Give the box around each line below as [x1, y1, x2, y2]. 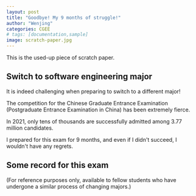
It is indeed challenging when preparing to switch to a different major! [6, 88, 181, 95]
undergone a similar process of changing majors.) [6, 183, 131, 190]
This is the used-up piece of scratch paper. [6, 54, 114, 61]
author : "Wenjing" [6, 20, 53, 26]
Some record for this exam [6, 160, 109, 170]
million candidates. [6, 124, 54, 131]
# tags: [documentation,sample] [6, 32, 88, 38]
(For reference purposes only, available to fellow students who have [6, 176, 177, 183]
